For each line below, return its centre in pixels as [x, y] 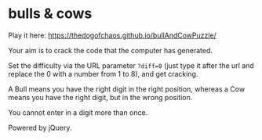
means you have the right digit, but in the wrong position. [100, 97]
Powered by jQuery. [40, 127]
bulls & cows [50, 14]
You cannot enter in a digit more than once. [78, 112]
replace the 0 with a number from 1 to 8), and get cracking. [103, 74]
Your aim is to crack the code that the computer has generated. [111, 50]
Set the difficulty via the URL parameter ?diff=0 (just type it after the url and [131, 65]
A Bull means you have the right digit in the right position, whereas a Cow [127, 89]
